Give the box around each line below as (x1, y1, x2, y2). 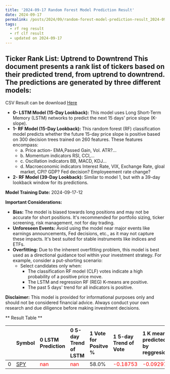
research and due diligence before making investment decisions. (5, 305, 140, 311)
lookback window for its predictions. (12, 179, 89, 185)
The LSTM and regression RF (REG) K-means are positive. (27, 279, 148, 285)
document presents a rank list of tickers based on (5, 62, 165, 71)
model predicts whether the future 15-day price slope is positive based (12, 131, 160, 137)
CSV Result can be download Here (5, 99, 77, 105)
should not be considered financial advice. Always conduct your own (5, 300, 149, 306)
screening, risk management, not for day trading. (12, 219, 115, 226)
